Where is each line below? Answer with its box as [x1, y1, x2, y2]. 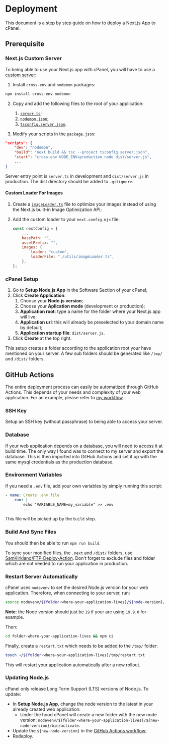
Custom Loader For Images [5, 190, 63, 196]
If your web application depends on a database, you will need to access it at [5, 443, 163, 449]
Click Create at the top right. [12, 335, 72, 341]
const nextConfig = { [12, 226, 58, 231]
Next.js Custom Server [5, 55, 62, 62]
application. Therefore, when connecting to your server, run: [5, 590, 130, 596]
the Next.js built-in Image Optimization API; [12, 206, 102, 212]
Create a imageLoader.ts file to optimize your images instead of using [12, 201, 156, 207]
